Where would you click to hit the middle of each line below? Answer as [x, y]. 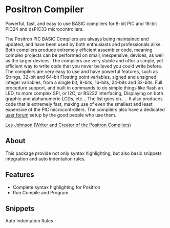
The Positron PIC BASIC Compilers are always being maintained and [77, 39]
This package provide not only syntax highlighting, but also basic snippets [84, 153]
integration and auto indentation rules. [46, 158]
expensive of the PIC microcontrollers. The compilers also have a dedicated [85, 109]
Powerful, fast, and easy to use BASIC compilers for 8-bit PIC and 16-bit [81, 24]
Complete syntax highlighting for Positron [57, 187]
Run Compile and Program [40, 192]
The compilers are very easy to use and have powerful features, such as [82, 71]
